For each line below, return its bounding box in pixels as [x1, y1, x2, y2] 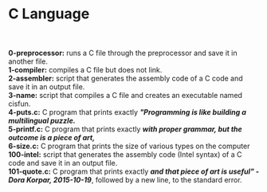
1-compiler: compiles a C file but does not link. [8, 65, 163, 74]
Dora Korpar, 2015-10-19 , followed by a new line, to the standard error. [8, 174, 242, 184]
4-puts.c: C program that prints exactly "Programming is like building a [8, 107, 247, 116]
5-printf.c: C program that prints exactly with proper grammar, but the [8, 124, 243, 134]
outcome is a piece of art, [8, 132, 96, 142]
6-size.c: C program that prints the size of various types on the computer [8, 141, 250, 151]
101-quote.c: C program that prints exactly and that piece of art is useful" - [8, 167, 260, 176]
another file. [8, 57, 48, 66]
